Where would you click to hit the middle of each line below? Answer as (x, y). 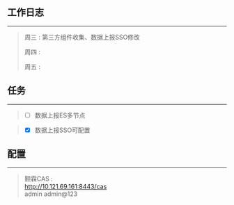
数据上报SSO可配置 (62, 130)
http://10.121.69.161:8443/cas (65, 186)
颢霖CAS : (39, 179)
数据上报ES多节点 (60, 115)
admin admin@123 (51, 194)
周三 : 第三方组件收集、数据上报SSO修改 (82, 37)
